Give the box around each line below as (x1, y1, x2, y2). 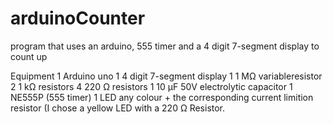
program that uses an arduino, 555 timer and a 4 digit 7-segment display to (10, 40, 320, 52)
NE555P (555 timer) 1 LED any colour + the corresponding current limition (10, 91, 314, 103)
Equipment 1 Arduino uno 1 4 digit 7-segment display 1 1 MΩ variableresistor (10, 70, 323, 82)
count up (10, 50, 48, 62)
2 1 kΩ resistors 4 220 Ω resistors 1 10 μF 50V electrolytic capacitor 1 (10, 80, 293, 92)
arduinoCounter (10, 7, 146, 30)
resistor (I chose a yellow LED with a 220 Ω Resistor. (10, 102, 226, 114)
